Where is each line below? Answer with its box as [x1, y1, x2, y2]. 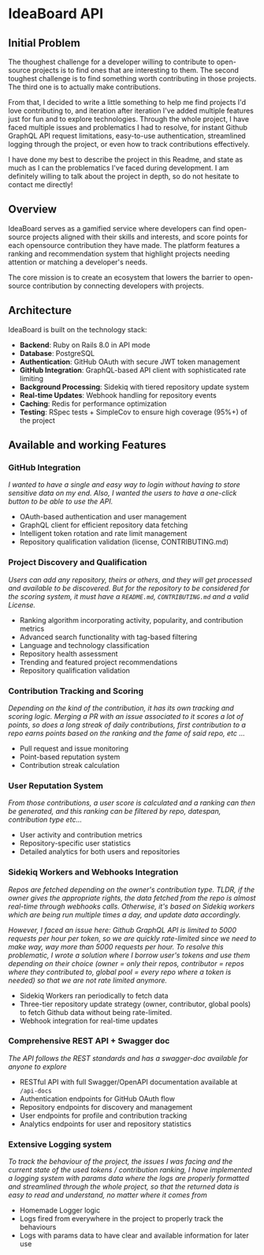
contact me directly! [8, 180, 73, 189]
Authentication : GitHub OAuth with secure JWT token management [19, 357, 240, 366]
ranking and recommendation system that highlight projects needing [8, 249, 230, 258]
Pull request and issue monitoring [19, 744, 128, 753]
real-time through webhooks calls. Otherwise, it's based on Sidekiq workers [8, 901, 255, 911]
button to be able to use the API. [8, 496, 113, 506]
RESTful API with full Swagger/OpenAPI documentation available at [19, 1077, 238, 1086]
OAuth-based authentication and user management [19, 512, 187, 522]
